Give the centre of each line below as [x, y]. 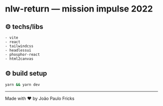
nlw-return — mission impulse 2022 [79, 9]
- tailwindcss [19, 46]
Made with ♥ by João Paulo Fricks [40, 98]
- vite [12, 38]
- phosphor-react [23, 54]
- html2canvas [19, 59]
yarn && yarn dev [23, 85]
